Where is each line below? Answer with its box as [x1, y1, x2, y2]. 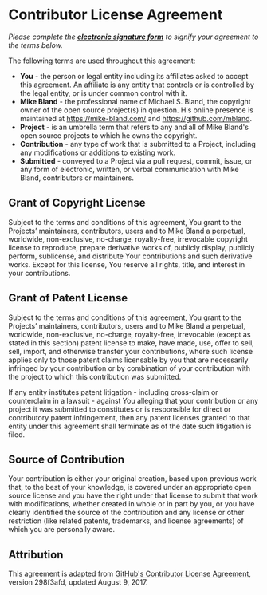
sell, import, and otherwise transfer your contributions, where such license [8, 346, 253, 356]
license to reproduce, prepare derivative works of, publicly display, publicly [8, 242, 255, 252]
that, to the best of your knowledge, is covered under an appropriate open [8, 483, 252, 492]
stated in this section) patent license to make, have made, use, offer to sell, [8, 337, 255, 348]
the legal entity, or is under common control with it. [19, 88, 187, 97]
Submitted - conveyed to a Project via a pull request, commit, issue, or [19, 156, 253, 165]
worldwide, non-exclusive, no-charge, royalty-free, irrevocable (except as [8, 329, 251, 339]
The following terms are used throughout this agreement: [8, 56, 196, 65]
